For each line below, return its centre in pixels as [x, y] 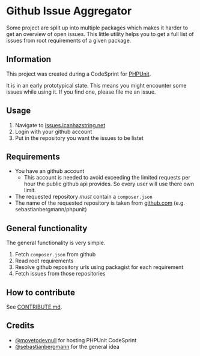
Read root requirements [44, 261]
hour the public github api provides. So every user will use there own [109, 184]
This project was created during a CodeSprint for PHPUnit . [79, 74]
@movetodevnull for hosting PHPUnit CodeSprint [76, 340]
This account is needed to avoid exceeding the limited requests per [107, 178]
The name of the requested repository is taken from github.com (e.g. [100, 203]
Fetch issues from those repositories [60, 274]
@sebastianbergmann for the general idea [67, 346]
